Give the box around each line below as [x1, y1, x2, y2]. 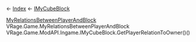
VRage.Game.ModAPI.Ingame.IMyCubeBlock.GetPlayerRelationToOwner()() [6, 29, 190, 36]
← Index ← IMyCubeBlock [6, 5, 70, 12]
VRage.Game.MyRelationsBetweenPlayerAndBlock [6, 23, 129, 30]
